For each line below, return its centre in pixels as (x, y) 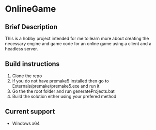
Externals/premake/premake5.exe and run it (56, 86)
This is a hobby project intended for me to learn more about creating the (77, 38)
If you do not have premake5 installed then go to (60, 81)
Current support (30, 112)
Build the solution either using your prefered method (64, 96)
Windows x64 (26, 123)
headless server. (22, 49)
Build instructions (32, 64)
